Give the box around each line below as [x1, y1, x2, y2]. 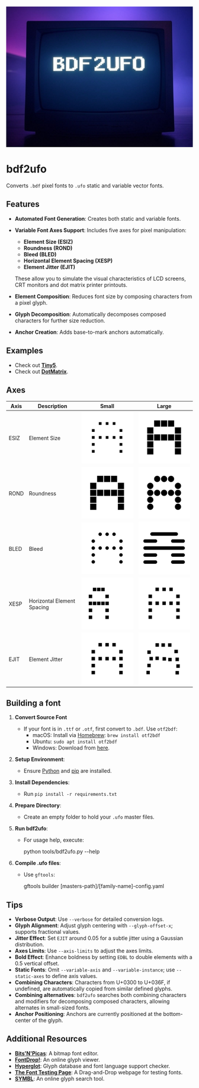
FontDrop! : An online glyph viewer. [14, 1056, 101, 1063]
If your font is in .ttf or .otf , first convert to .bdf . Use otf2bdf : [23, 725, 178, 732]
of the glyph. [32, 1017, 63, 1024]
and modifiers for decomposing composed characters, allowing [14, 998, 170, 1005]
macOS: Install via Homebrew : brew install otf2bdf [32, 732, 161, 739]
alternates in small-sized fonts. [14, 1004, 91, 1011]
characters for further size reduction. [14, 316, 105, 324]
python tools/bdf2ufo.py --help [23, 848, 100, 855]
